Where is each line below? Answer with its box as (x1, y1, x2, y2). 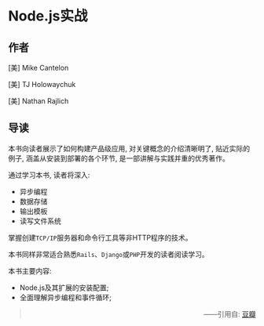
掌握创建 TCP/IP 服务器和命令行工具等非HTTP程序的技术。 (8, 233, 192, 242)
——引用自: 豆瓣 (203, 309, 256, 318)
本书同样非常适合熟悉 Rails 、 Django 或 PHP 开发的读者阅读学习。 (8, 249, 210, 259)
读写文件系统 (19, 216, 61, 226)
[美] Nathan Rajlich (8, 96, 69, 106)
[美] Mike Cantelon (8, 63, 69, 72)
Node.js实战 (8, 7, 88, 25)
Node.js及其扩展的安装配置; (19, 283, 109, 292)
